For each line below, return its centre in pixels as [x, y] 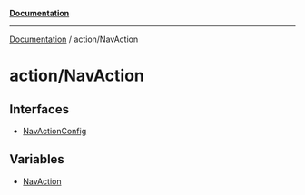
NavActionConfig [54, 131]
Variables [37, 159]
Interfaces [39, 109]
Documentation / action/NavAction [74, 39]
